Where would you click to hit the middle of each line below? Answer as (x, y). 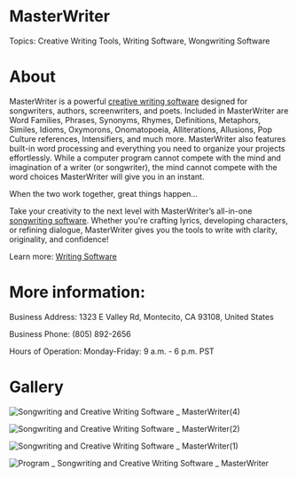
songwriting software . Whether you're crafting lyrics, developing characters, (148, 220)
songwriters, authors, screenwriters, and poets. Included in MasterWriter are (149, 110)
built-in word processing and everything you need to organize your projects (147, 148)
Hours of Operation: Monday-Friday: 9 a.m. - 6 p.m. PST (112, 351)
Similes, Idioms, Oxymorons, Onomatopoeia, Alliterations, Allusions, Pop (141, 129)
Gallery (36, 387)
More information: (78, 292)
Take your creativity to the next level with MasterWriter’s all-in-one (131, 211)
